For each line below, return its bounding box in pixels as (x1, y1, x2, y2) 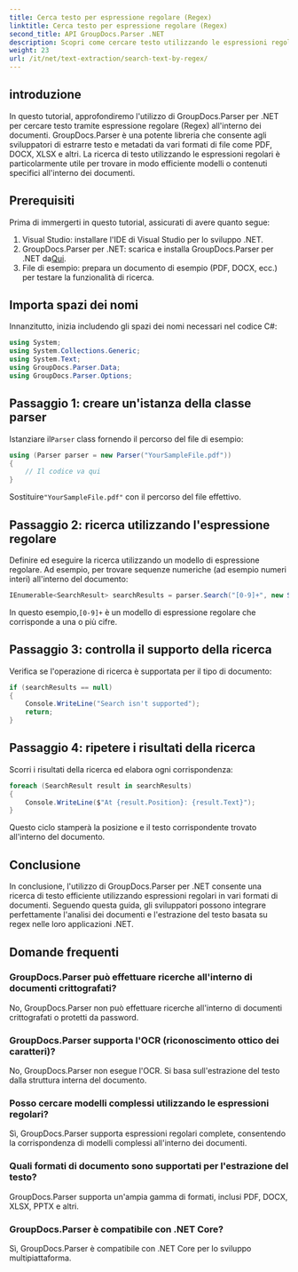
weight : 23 (9, 46, 50, 55)
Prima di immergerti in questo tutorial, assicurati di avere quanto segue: (9, 217, 271, 228)
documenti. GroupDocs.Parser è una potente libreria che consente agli (9, 130, 267, 140)
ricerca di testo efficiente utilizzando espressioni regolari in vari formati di (9, 891, 278, 901)
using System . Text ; (9, 355, 82, 364)
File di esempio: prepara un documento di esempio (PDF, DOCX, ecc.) (21, 262, 278, 273)
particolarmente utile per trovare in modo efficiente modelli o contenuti (9, 157, 268, 169)
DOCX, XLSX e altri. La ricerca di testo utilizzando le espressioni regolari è (9, 148, 281, 159)
